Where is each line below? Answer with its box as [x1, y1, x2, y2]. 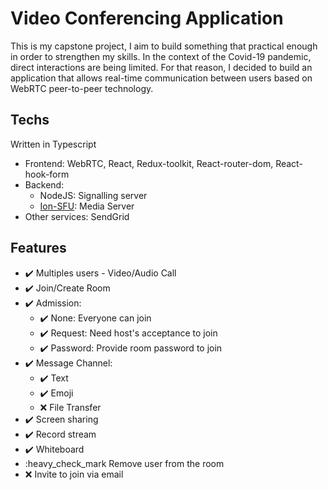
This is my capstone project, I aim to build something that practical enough [10, 40, 318, 52]
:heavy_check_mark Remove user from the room [24, 457, 225, 469]
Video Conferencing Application [10, 7, 284, 30]
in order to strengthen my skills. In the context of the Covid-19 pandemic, [10, 50, 312, 62]
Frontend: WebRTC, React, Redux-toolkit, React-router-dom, [24, 157, 274, 169]
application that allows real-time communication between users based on [10, 72, 313, 84]
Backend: [24, 178, 65, 191]
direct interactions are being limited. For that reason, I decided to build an [10, 61, 313, 73]
